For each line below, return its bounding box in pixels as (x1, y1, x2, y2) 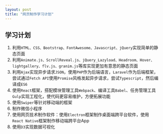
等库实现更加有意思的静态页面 (78, 63, 138, 69)
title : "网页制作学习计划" (5, 12, 54, 17)
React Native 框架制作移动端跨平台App (12, 118, 90, 124)
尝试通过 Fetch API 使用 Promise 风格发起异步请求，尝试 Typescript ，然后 (12, 75, 154, 81)
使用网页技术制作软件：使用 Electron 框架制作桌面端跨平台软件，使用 (12, 112, 149, 117)
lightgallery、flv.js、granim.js (12, 64, 79, 69)
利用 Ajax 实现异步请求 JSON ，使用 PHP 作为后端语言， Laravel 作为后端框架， (12, 69, 158, 75)
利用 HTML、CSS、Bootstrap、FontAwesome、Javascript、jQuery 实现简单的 (12, 45, 154, 51)
